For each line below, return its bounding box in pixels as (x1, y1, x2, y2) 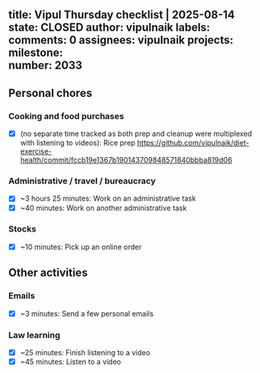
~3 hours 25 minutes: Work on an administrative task (19, 193, 196, 203)
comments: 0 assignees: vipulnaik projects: (8, 33, 234, 47)
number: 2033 (8, 58, 83, 73)
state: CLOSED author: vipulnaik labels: (8, 21, 211, 35)
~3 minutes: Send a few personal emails (19, 308, 154, 318)
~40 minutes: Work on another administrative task (19, 203, 187, 213)
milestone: (8, 46, 63, 60)
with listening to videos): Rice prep (19, 138, 136, 148)
